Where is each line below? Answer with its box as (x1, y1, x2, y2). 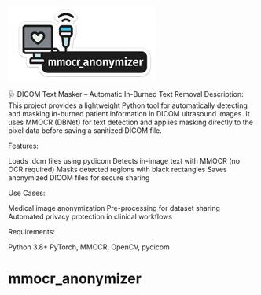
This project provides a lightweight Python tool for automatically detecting (8, 101, 248, 110)
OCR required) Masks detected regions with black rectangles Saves (8, 164, 227, 174)
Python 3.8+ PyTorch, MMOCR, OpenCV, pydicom (8, 242, 171, 252)
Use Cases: (8, 188, 46, 197)
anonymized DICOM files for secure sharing (8, 172, 150, 183)
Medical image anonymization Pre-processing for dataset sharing (8, 203, 220, 212)
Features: (8, 141, 39, 150)
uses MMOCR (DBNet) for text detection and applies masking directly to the (8, 117, 254, 127)
